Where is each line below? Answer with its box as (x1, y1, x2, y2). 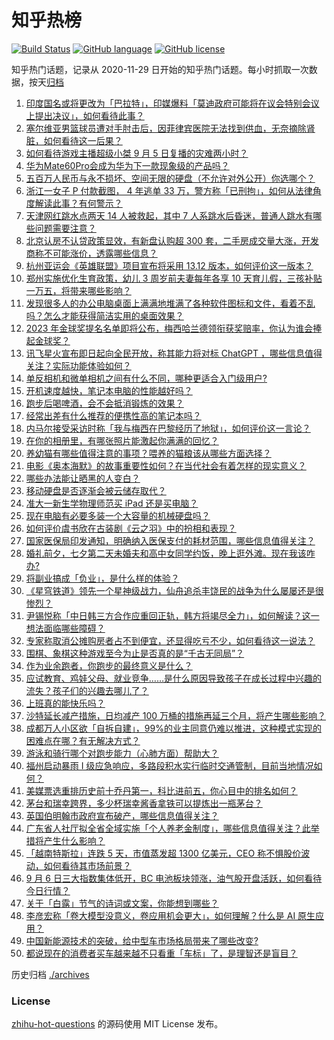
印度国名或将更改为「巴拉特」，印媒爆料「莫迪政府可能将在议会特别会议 (25, 97, 320, 109)
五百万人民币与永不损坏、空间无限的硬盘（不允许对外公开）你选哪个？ (25, 172, 316, 184)
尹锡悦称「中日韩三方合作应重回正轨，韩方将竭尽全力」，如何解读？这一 (25, 609, 320, 621)
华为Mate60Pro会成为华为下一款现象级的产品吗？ (25, 159, 230, 171)
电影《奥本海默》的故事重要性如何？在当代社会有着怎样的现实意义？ (25, 459, 307, 471)
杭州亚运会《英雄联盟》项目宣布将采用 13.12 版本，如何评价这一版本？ (25, 259, 314, 271)
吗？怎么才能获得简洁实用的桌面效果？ (25, 309, 184, 321)
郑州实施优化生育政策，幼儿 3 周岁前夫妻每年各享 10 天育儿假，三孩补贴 (25, 272, 323, 284)
